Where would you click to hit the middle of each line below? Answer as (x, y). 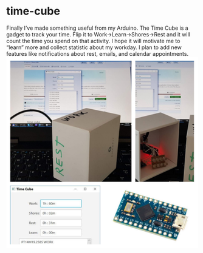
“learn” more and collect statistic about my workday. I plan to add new (94, 47)
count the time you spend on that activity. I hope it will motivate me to (93, 41)
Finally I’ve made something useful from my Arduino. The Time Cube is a (97, 28)
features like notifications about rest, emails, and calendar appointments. (98, 53)
